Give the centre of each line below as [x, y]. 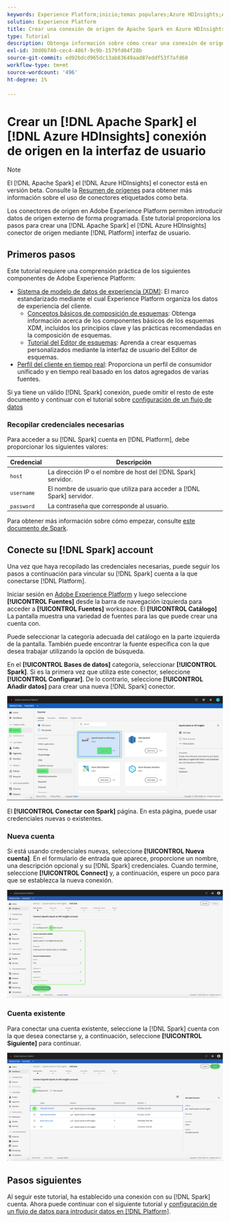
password [23, 506]
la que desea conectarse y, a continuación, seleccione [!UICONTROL [105, 1035]
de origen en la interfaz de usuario [107, 151]
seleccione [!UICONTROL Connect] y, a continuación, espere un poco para [114, 873]
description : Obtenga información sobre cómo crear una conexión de [107, 44]
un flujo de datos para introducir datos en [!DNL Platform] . [89, 1211]
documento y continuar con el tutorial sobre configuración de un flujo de [110, 400]
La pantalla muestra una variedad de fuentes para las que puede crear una [112, 616]
